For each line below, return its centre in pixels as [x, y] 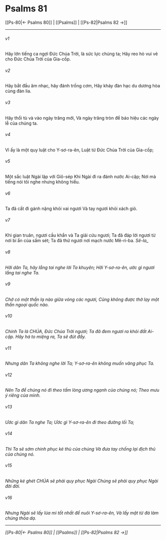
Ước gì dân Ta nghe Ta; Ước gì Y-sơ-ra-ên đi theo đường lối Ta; [70, 422]
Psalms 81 [26, 9]
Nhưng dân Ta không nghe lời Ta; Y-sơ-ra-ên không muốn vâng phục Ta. [80, 363]
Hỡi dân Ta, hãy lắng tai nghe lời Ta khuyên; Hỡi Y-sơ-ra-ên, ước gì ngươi [80, 267]
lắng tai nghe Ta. [22, 272]
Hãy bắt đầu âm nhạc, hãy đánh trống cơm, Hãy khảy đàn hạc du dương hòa [83, 86]
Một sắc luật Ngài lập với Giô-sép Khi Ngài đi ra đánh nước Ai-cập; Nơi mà [81, 176]
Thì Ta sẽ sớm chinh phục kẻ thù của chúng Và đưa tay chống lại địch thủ [80, 449]
